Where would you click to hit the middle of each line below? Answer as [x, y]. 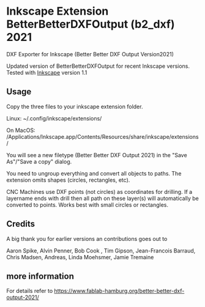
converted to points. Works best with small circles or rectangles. [87, 205]
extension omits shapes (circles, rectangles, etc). [68, 180]
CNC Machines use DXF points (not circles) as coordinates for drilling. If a [99, 191]
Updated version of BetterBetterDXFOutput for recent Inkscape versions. [98, 66]
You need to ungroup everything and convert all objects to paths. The [94, 173]
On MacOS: [21, 130]
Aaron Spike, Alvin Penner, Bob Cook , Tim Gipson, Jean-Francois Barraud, [101, 250]
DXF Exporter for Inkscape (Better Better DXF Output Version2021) [90, 54]
